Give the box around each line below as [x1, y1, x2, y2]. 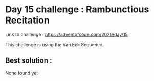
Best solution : [5, 56, 52, 65]
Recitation [5, 14, 50, 26]
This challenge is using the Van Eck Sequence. [5, 41, 104, 47]
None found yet [5, 70, 38, 76]
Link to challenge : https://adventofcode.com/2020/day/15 [5, 31, 128, 37]
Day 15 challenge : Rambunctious [5, 4, 149, 15]
